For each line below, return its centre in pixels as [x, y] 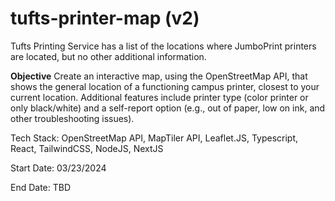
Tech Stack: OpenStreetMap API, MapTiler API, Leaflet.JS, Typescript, [154, 138]
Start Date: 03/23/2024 [58, 168]
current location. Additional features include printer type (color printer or [159, 97]
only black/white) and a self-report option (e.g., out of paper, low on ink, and [168, 108]
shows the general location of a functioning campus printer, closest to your [165, 86]
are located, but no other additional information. [108, 56]
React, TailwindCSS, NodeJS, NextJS [87, 148]
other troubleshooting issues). [72, 118]
